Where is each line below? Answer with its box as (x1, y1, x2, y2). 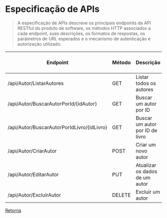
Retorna (5, 207, 21, 213)
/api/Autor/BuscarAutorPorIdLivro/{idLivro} (7, 124, 108, 131)
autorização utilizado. (17, 41, 62, 47)
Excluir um (136, 188, 161, 195)
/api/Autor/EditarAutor (7, 171, 59, 178)
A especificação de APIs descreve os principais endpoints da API (17, 20, 152, 26)
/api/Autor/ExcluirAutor (7, 191, 61, 198)
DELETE (112, 191, 131, 198)
